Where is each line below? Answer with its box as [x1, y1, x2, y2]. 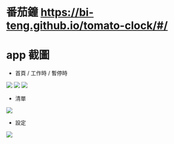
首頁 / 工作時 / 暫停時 [14, 70, 68, 77]
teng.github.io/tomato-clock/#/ [6, 19, 168, 33]
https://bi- [40, 5, 94, 19]
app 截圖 [6, 48, 50, 62]
